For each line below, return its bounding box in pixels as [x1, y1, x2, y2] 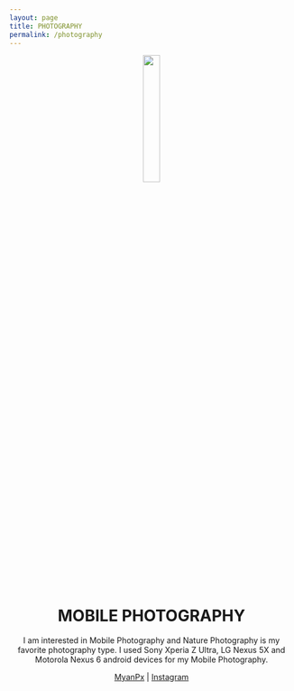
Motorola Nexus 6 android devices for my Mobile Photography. [34, 654, 269, 665]
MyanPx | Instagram [114, 672, 189, 683]
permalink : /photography [9, 30, 103, 39]
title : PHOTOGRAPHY [9, 22, 83, 31]
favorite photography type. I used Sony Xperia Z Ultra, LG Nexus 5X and [17, 645, 286, 656]
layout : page [9, 13, 59, 23]
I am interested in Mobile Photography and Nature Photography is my [23, 635, 280, 646]
